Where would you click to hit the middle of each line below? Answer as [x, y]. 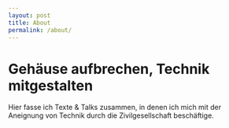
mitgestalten [50, 85]
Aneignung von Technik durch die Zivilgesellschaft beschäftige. [111, 115]
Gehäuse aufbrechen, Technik [109, 69]
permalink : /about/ [40, 30]
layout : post [30, 15]
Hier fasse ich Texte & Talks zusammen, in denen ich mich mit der [115, 108]
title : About [30, 23]
